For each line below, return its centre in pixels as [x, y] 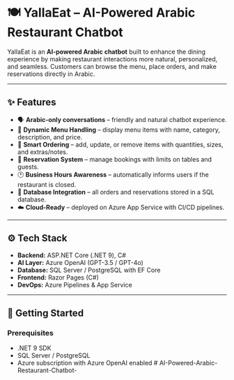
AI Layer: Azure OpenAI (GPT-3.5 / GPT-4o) [80, 262]
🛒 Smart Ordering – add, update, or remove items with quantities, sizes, [120, 144]
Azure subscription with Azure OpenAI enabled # [87, 363]
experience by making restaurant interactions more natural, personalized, [112, 59]
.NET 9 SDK [34, 348]
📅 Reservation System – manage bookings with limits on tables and [115, 159]
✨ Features [32, 102]
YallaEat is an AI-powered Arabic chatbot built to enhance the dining [107, 52]
